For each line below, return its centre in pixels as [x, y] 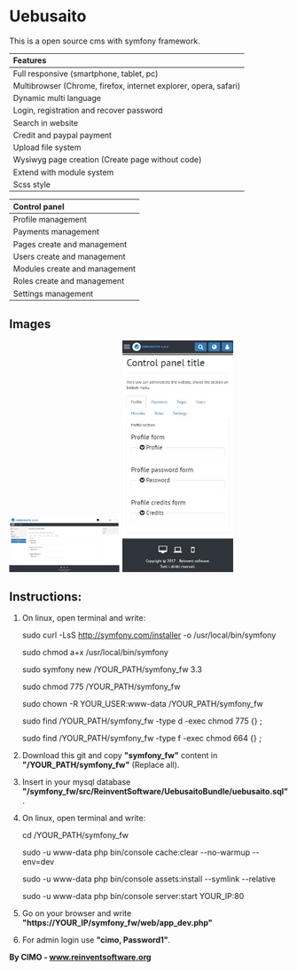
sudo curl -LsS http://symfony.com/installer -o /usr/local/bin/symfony [149, 635]
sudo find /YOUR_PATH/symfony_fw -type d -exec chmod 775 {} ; [142, 721]
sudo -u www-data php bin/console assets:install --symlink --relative [149, 879]
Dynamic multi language [57, 98]
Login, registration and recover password [88, 110]
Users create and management [69, 256]
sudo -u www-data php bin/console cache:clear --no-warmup [136, 852]
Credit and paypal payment [63, 135]
